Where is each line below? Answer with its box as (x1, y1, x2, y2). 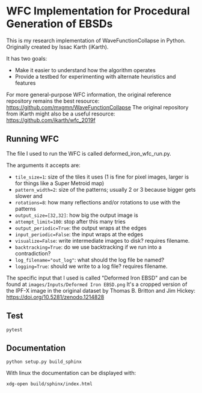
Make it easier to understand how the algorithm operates (14, 66, 156, 73)
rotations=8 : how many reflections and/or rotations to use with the (14, 198, 180, 206)
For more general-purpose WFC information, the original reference (6, 91, 171, 98)
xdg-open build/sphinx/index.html (6, 381, 93, 387)
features (14, 79, 36, 87)
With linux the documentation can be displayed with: (6, 370, 136, 377)
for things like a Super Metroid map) (14, 179, 105, 187)
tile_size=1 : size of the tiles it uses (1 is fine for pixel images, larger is (14, 173, 189, 180)
